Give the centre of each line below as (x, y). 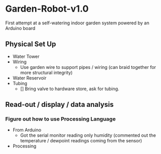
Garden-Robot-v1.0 (47, 9)
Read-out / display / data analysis (60, 105)
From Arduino (27, 130)
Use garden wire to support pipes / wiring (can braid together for (88, 67)
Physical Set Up (31, 44)
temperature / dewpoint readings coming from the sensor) (81, 141)
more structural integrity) (46, 72)
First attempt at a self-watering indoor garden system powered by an (77, 23)
